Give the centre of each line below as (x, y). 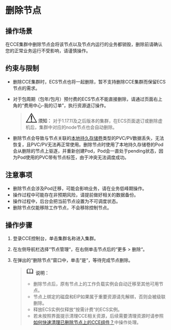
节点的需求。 (26, 88)
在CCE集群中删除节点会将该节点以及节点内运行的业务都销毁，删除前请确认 (84, 44)
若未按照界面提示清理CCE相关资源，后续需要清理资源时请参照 (98, 316)
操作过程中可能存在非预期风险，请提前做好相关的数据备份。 (76, 195)
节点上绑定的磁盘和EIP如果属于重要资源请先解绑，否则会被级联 (99, 297)
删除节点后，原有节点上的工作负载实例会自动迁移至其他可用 (96, 284)
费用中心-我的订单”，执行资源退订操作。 (66, 105)
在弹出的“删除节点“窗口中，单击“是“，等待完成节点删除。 (73, 260)
